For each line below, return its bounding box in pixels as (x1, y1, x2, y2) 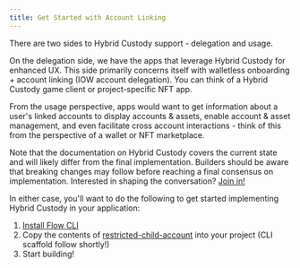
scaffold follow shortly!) (21, 238, 110, 249)
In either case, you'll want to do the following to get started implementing (9, 193, 279, 203)
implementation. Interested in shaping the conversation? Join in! (9, 176, 245, 186)
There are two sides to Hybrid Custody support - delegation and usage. (9, 38, 273, 48)
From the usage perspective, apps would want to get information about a (9, 100, 279, 112)
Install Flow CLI (21, 220, 79, 230)
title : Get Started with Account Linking (9, 13, 167, 22)
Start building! (21, 248, 74, 259)
